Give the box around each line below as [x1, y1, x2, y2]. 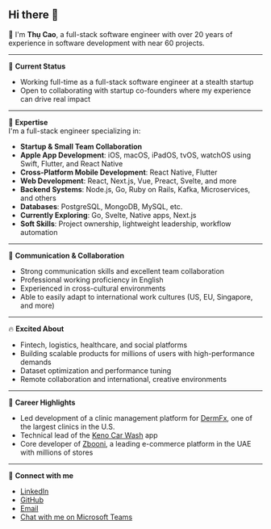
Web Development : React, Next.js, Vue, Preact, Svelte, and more [19, 175, 237, 186]
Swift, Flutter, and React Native [19, 158, 123, 168]
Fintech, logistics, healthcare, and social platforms [19, 340, 188, 350]
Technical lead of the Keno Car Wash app [19, 430, 159, 440]
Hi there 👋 [8, 8, 59, 22]
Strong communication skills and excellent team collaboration [19, 266, 224, 275]
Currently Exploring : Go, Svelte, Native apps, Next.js [19, 210, 197, 220]
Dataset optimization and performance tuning [19, 365, 172, 376]
